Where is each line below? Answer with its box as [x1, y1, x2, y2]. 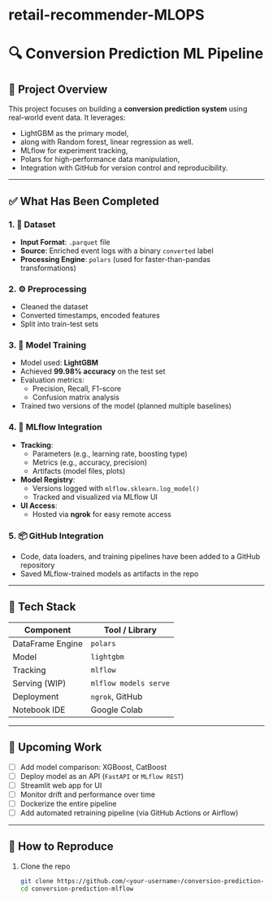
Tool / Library [103, 624, 157, 636]
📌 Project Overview [8, 82, 108, 96]
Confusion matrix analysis [32, 392, 119, 402]
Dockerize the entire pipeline [19, 798, 117, 808]
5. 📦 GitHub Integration [8, 530, 104, 541]
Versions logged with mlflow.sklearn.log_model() [32, 483, 201, 493]
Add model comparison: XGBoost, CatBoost [19, 762, 167, 772]
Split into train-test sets [19, 319, 99, 329]
